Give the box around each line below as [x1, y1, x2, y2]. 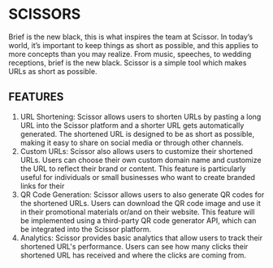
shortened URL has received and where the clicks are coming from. [19, 250, 246, 260]
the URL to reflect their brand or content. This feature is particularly [19, 164, 246, 174]
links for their [19, 181, 65, 191]
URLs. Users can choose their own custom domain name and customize [19, 155, 262, 165]
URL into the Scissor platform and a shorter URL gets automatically [19, 120, 245, 130]
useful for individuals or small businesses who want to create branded [19, 172, 256, 182]
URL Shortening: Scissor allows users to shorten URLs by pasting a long [19, 112, 262, 121]
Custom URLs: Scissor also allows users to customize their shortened [19, 146, 253, 156]
